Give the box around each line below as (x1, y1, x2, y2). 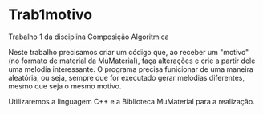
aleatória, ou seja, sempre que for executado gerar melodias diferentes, (8, 73, 245, 82)
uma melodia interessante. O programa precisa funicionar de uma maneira (8, 64, 254, 73)
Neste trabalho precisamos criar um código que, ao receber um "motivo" (8, 47, 249, 57)
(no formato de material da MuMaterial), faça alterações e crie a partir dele (8, 56, 256, 65)
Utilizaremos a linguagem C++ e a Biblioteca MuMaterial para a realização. (8, 96, 255, 106)
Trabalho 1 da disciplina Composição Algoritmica (8, 32, 170, 41)
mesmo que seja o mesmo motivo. (8, 81, 122, 91)
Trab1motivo (8, 6, 93, 24)
